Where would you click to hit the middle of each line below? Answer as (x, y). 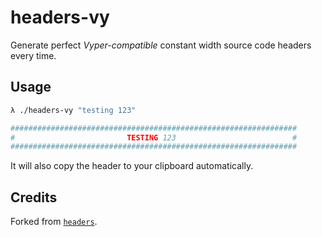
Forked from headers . (54, 222)
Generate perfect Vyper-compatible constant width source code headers (161, 45)
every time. (33, 55)
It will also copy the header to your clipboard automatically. (132, 166)
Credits (34, 197)
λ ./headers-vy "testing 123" (73, 110)
